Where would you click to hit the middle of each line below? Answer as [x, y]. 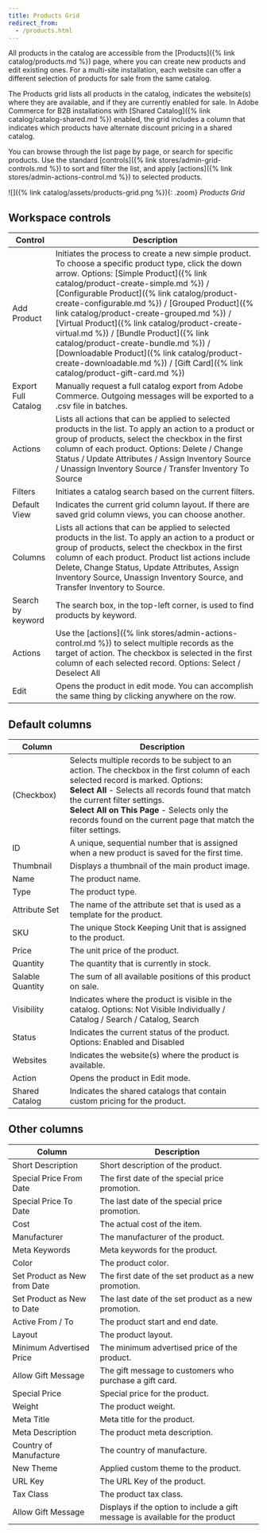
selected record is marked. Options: [136, 780]
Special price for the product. [154, 1393]
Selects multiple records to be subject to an [151, 760]
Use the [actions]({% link [102, 633]
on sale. [84, 987]
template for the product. [116, 915]
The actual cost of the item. [151, 1224]
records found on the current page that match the [162, 820]
